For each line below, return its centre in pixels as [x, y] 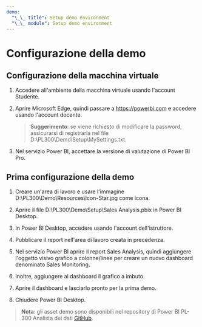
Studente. [27, 97]
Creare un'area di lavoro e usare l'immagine [69, 191]
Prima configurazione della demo [70, 177]
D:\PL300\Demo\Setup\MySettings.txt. [78, 140]
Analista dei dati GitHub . [63, 318]
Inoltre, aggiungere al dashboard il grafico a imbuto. [80, 277]
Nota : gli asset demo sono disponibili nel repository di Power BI [100, 312]
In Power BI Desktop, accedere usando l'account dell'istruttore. [94, 228]
